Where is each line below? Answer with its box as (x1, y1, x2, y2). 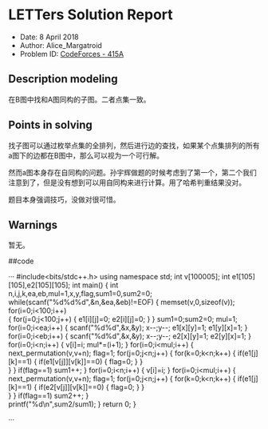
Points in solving (8, 118, 93, 132)
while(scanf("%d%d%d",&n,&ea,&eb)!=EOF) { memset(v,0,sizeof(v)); (8, 298, 235, 307)
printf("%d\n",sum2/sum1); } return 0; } (8, 399, 137, 409)
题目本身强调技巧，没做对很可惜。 (8, 194, 120, 204)
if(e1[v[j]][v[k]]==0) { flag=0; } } (38, 357, 144, 367)
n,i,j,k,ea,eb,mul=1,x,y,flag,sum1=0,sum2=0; (8, 289, 153, 299)
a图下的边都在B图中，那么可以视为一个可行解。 (8, 150, 164, 160)
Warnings (8, 218, 58, 231)
